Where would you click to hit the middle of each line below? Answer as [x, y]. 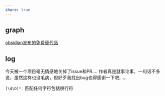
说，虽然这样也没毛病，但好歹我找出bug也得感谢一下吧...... [66, 77]
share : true [18, 10]
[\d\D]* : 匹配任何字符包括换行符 [39, 88]
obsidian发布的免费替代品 [32, 42]
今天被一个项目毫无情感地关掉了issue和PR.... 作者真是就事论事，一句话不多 [83, 71]
